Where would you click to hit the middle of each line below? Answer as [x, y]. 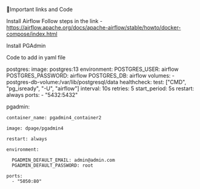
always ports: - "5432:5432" [42, 95]
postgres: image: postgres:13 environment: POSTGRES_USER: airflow [92, 69]
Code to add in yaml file [36, 57]
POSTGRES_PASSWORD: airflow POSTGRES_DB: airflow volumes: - [90, 75]
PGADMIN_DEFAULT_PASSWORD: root [53, 165]
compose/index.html [32, 34]
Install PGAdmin [26, 46]
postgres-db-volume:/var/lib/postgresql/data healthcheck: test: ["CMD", [96, 82]
